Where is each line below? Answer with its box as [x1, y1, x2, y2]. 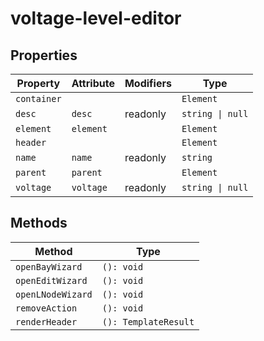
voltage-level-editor [10, 7, 182, 30]
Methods [10, 215, 68, 232]
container [15, 93, 62, 104]
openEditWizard [15, 275, 88, 286]
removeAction [15, 302, 78, 314]
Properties [10, 47, 78, 64]
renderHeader [15, 316, 78, 327]
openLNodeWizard [15, 288, 93, 300]
